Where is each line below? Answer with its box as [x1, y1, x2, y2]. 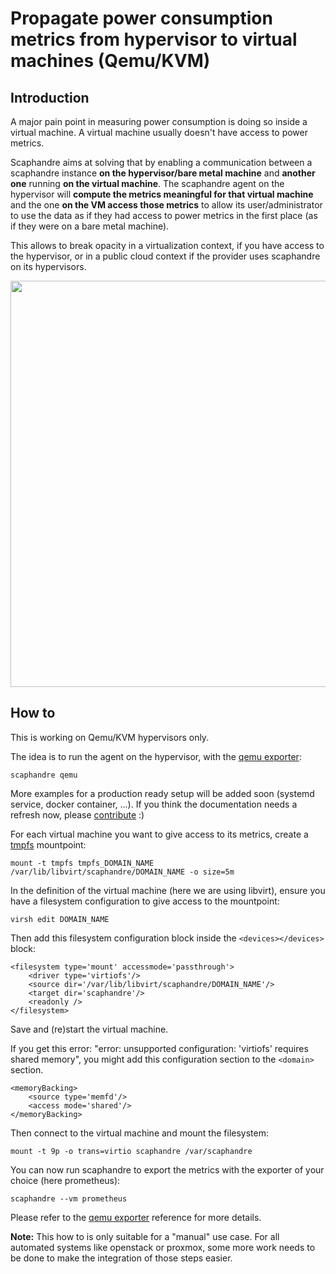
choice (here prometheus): [10, 1174, 121, 1186]
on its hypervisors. [10, 261, 87, 272]
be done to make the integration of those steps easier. [10, 1252, 233, 1264]
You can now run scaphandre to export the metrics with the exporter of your [10, 1163, 325, 1176]
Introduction [10, 89, 90, 106]
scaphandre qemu [10, 770, 78, 780]
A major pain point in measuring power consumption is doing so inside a [10, 116, 308, 127]
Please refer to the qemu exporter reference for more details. [10, 1211, 262, 1223]
